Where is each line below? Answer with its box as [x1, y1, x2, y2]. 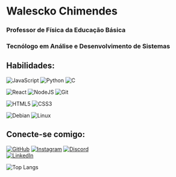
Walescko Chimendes [6, 4, 118, 18]
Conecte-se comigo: [6, 129, 86, 140]
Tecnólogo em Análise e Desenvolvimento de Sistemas [6, 42, 171, 51]
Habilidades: [6, 60, 55, 71]
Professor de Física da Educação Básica [6, 26, 126, 34]
